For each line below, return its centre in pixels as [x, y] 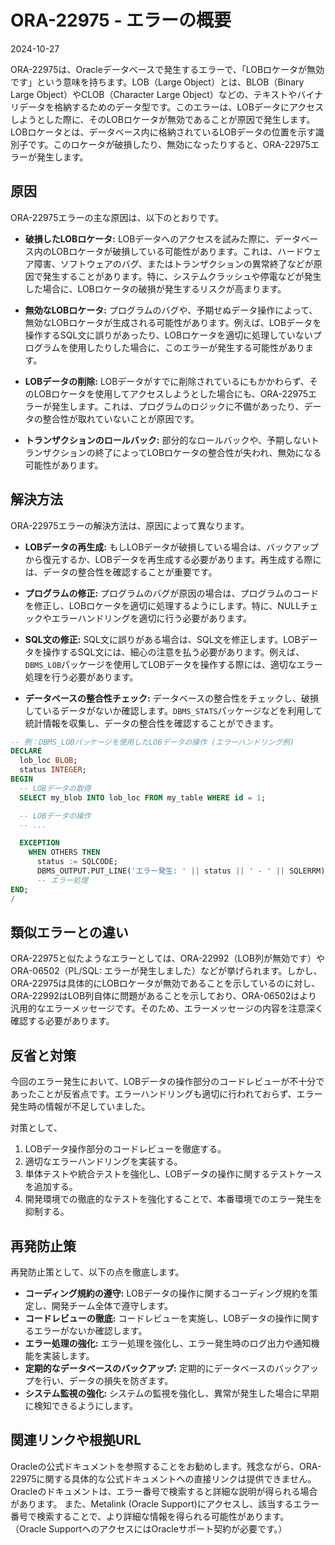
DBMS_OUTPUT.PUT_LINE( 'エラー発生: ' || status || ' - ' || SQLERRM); [183, 871]
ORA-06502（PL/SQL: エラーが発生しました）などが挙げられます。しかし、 [166, 971]
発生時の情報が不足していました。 [80, 1107]
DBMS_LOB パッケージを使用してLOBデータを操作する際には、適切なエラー [173, 664]
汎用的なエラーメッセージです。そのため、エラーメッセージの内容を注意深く [167, 1008]
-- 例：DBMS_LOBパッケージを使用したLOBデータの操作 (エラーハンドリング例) [152, 742]
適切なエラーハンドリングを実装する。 [103, 1162]
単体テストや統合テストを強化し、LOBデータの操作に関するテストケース [173, 1174]
